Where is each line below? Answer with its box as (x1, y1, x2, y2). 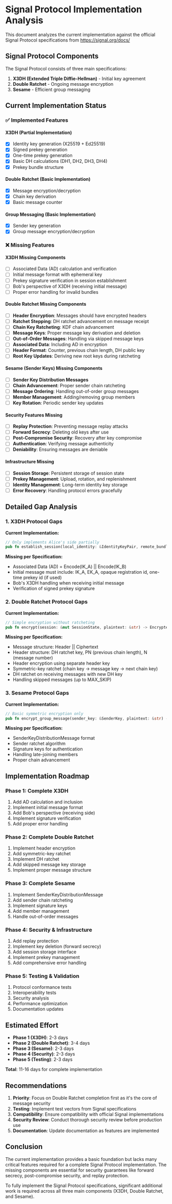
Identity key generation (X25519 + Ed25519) (12, 141, 106, 147)
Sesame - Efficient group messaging (12, 86, 91, 92)
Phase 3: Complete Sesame (5, 880, 75, 887)
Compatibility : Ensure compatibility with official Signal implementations (12, 1111, 164, 1117)
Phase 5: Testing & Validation (5, 972, 79, 980)
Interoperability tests (12, 990, 56, 996)
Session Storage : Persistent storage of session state (12, 470, 124, 476)
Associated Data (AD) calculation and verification (12, 266, 117, 272)
